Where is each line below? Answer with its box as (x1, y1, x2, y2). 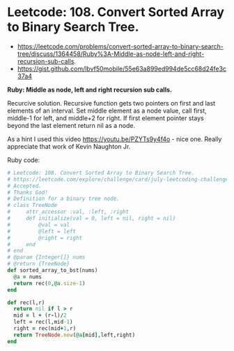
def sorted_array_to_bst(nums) (7, 267, 98, 274)
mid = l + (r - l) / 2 (13, 312, 68, 319)
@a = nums (13, 273, 42, 280)
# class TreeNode (7, 202, 58, 209)
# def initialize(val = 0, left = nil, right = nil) (7, 215, 176, 222)
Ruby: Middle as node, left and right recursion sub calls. (7, 85, 173, 94)
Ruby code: (7, 155, 40, 164)
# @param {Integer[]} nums (7, 254, 86, 261)
